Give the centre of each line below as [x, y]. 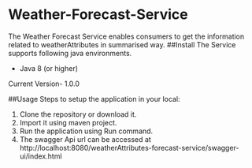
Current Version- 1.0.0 [44, 84]
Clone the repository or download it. [78, 114]
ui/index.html [41, 156]
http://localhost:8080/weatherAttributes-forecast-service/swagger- [129, 147]
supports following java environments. [70, 53]
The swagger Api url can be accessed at [85, 139]
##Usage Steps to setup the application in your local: [94, 99]
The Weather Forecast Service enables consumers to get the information [126, 36]
